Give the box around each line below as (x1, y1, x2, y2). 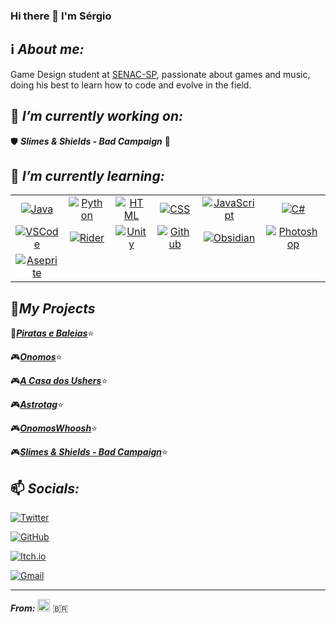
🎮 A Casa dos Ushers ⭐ (10, 375, 108, 387)
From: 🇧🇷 (10, 602, 69, 614)
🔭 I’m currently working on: (10, 108, 184, 125)
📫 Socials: (10, 480, 80, 497)
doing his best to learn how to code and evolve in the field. (10, 79, 252, 91)
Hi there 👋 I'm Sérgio (10, 9, 112, 23)
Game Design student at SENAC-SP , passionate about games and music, (10, 68, 311, 80)
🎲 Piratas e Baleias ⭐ (10, 327, 95, 339)
